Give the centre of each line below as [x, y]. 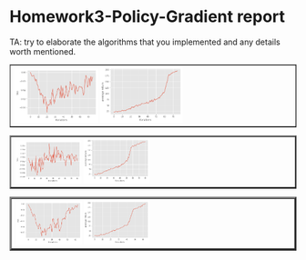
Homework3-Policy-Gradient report [147, 17]
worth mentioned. [42, 51]
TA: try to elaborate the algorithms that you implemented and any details [145, 42]
